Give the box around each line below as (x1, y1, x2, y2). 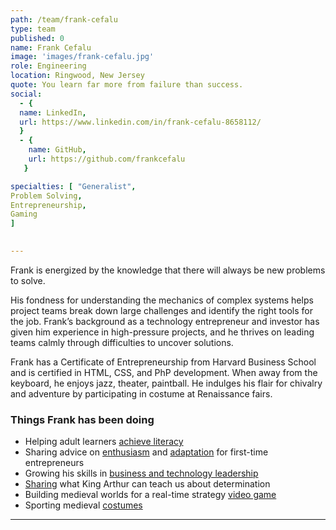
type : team (10, 24, 56, 34)
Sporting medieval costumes (24, 499, 143, 511)
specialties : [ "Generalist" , (10, 181, 137, 191)
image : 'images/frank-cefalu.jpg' (10, 52, 155, 62)
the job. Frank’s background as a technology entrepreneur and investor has (10, 315, 320, 327)
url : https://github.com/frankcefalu (28, 154, 186, 164)
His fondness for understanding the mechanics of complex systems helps (10, 294, 314, 306)
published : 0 (10, 33, 65, 43)
